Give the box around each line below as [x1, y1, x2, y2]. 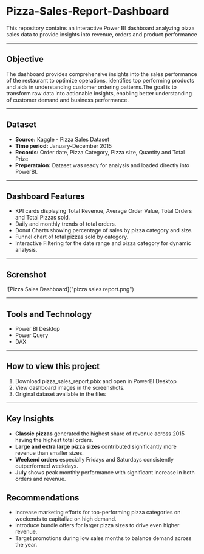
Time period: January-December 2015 [15, 142, 112, 150]
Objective [6, 54, 44, 64]
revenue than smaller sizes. [15, 449, 84, 457]
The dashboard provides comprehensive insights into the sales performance [6, 70, 197, 77]
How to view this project [6, 361, 100, 372]
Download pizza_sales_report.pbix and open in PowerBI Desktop [15, 377, 177, 384]
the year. [15, 541, 38, 549]
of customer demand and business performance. [6, 96, 129, 103]
